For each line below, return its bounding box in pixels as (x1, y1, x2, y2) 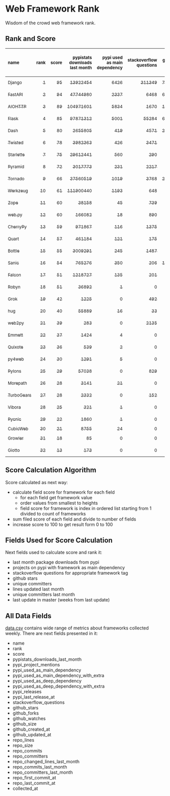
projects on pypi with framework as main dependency (12, 565, 125, 571)
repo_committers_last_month (12, 769, 73, 775)
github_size (12, 721, 37, 727)
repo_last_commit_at (12, 780, 56, 786)
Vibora (8, 404, 21, 410)
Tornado (8, 176, 25, 181)
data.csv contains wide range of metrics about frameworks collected (5, 625, 149, 631)
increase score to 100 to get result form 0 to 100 (12, 521, 113, 527)
